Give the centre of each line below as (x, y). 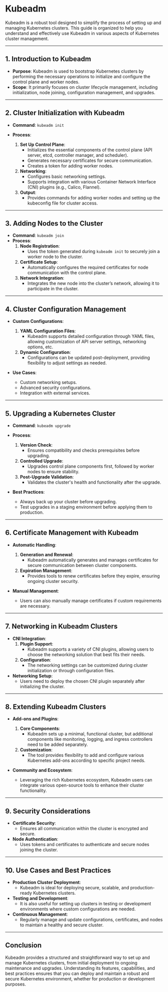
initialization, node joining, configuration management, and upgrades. (84, 92)
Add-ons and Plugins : (35, 719)
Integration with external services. (55, 393)
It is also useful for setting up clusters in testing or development (85, 904)
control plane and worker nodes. (46, 82)
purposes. (16, 984)
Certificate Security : (34, 823)
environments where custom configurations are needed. (78, 909)
